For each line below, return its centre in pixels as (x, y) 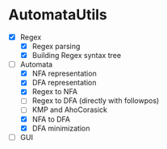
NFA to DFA (51, 119)
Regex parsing (56, 46)
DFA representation (64, 83)
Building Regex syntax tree (77, 56)
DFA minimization (61, 128)
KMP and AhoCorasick (69, 110)
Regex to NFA (55, 92)
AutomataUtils (58, 15)
